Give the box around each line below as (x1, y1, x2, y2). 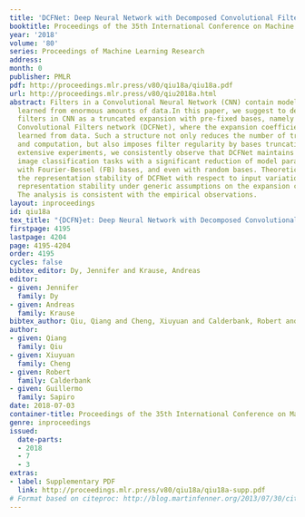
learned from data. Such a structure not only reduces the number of (17, 132, 286, 141)
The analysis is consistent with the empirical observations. (17, 190, 258, 200)
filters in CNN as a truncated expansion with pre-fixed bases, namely (17, 114, 295, 123)
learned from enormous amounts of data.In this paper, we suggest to (17, 106, 286, 115)
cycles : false (9, 258, 64, 268)
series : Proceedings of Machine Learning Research (9, 47, 205, 56)
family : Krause (17, 308, 75, 317)
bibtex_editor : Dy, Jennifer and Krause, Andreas (9, 267, 202, 276)
